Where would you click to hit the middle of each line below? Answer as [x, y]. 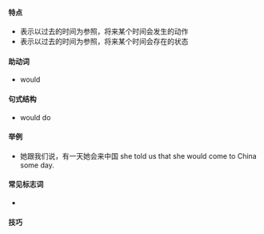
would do [35, 117]
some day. [37, 165]
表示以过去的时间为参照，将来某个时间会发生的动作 [104, 31]
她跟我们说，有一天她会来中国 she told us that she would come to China [138, 155]
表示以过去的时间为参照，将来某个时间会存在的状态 [104, 42]
